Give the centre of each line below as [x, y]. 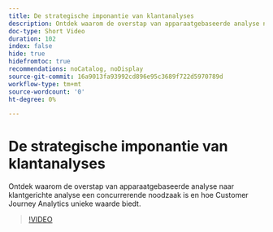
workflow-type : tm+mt [45, 84]
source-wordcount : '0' [47, 92]
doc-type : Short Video [47, 31]
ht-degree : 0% [32, 99]
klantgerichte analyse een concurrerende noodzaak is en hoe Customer [129, 195]
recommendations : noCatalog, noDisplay [76, 69]
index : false [30, 46]
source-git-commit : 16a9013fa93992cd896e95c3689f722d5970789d [116, 77]
